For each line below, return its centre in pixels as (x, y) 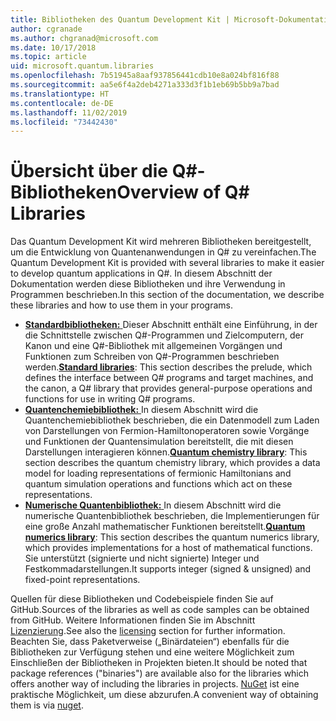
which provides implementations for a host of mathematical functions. (168, 548)
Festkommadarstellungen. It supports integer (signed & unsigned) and (168, 569)
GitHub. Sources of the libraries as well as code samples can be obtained (160, 610)
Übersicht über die (89, 171)
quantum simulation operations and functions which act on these (158, 484)
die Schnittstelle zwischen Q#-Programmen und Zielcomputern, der (164, 335)
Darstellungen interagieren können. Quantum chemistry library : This (166, 452)
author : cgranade (46, 29)
